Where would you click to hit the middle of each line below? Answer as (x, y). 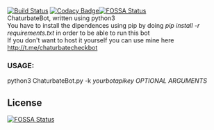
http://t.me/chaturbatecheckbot (52, 48)
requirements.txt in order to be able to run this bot (79, 33)
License (25, 103)
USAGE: (21, 65)
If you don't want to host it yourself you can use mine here (91, 40)
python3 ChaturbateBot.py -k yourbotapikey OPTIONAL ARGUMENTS (107, 81)
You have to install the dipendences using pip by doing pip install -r (104, 25)
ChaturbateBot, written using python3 (61, 18)
